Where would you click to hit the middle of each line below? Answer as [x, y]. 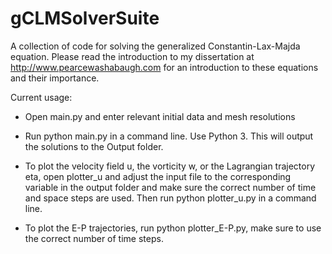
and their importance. [55, 78]
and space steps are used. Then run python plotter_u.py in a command [170, 198]
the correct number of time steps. [94, 238]
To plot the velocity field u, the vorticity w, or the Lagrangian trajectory [170, 166]
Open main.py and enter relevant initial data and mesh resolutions [160, 116]
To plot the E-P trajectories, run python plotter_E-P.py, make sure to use [173, 228]
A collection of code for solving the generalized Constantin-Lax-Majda [155, 46]
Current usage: [41, 97]
